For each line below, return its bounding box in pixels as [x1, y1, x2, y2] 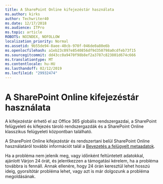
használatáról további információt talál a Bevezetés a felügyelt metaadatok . [5, 143, 156, 149]
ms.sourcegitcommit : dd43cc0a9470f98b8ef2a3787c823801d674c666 [5, 52, 136, 58]
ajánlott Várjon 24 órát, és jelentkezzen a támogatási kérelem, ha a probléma [5, 158, 159, 164]
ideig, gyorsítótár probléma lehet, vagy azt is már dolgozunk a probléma [5, 168, 149, 174]
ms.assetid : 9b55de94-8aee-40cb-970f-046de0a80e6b [5, 43, 110, 48]
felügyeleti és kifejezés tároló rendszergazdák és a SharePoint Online [5, 123, 144, 129]
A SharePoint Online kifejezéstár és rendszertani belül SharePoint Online [5, 138, 150, 144]
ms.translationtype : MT [5, 57, 54, 62]
